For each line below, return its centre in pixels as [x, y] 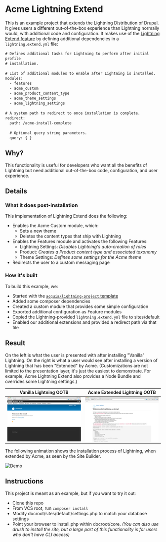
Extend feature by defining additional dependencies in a [62, 39]
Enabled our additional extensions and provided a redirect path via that [84, 322]
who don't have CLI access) [41, 535]
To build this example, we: [32, 286]
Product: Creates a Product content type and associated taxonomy [88, 252]
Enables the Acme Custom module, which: [55, 226]
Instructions [24, 481]
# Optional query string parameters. [48, 133]
